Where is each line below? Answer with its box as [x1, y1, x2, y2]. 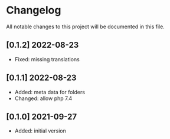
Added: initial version [14, 127, 66, 134]
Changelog [6, 4, 61, 17]
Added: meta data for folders [14, 88, 86, 95]
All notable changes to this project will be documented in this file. [6, 23, 165, 30]
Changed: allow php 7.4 [14, 95, 73, 102]
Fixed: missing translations [14, 55, 80, 62]
